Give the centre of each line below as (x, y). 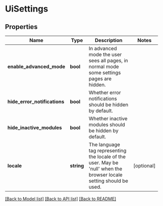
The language (104, 145)
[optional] (144, 166)
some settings (105, 73)
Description (109, 40)
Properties (21, 27)
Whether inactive (108, 118)
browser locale (106, 175)
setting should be (108, 181)
